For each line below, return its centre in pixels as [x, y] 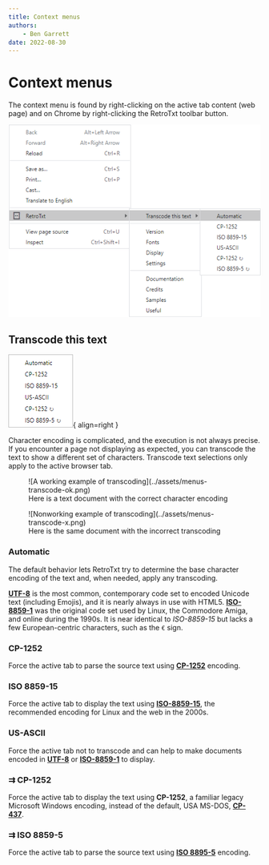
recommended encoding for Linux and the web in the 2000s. [108, 712]
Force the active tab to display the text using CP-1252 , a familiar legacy [126, 797]
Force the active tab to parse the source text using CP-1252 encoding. [124, 666]
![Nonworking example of [70, 514]
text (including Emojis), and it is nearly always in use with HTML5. [116, 601]
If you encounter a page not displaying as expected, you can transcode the [132, 449]
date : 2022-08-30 [37, 42]
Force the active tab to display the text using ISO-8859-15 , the [112, 704]
